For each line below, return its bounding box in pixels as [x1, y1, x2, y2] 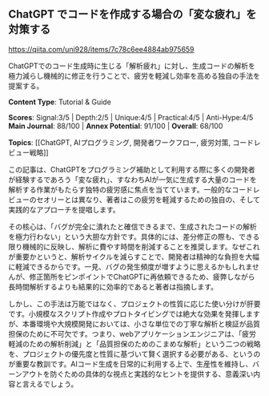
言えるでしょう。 [22, 379, 78, 389]
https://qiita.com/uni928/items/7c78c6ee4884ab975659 [8, 44, 195, 54]
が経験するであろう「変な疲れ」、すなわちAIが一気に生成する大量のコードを [8, 175, 258, 184]
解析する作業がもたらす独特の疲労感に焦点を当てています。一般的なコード [8, 184, 254, 194]
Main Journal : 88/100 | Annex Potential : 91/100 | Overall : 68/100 [8, 121, 223, 131]
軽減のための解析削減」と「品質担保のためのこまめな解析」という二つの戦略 [8, 339, 261, 349]
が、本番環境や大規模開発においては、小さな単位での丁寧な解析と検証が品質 [8, 319, 261, 329]
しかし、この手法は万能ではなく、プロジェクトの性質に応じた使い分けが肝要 [8, 299, 261, 309]
